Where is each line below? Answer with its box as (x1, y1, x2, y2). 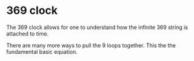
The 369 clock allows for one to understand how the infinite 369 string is (6, 24, 188, 31)
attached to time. (6, 30, 49, 37)
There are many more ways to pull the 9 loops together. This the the (6, 42, 176, 49)
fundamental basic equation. (6, 48, 78, 55)
